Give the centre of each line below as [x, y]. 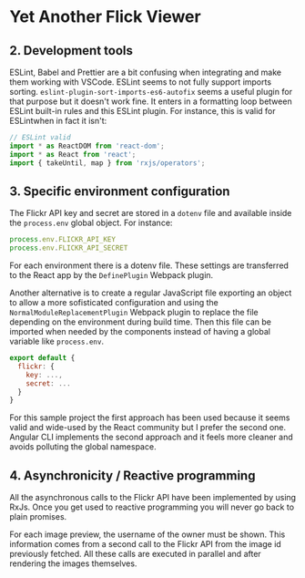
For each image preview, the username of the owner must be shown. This [147, 534]
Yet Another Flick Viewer [106, 17]
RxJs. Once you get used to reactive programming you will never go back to [152, 507]
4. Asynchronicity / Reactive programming [132, 475]
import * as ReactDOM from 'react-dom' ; [87, 146]
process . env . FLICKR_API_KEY [63, 240]
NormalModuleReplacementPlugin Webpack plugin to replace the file [134, 313]
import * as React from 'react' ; [73, 154]
